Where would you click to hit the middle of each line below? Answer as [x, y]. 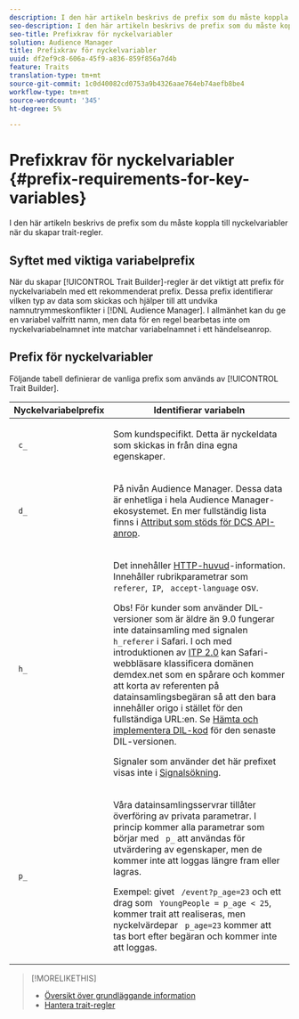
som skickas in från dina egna [175, 444]
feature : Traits [39, 68]
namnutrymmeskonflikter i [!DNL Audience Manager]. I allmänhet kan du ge [148, 310]
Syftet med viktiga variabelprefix [102, 261]
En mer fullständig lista [219, 510]
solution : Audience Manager [61, 42]
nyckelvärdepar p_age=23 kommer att [192, 925]
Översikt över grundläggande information [120, 995]
